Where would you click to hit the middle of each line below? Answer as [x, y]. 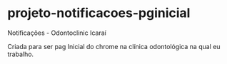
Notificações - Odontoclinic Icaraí [57, 33]
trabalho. [21, 54]
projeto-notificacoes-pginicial [99, 13]
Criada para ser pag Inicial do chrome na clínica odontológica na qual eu [114, 46]
